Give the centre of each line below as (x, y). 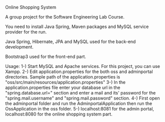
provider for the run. (26, 32)
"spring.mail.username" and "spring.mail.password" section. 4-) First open (82, 98)
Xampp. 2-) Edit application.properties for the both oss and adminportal (79, 71)
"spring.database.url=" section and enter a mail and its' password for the (80, 93)
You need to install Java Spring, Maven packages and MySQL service (77, 26)
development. (19, 47)
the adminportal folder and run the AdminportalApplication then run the (79, 103)
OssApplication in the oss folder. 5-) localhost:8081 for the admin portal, (80, 109)
